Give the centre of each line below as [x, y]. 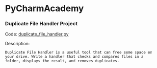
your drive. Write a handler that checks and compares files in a [74, 57]
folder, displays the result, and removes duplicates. [62, 61]
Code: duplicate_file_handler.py [37, 34]
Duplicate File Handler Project [41, 24]
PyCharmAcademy [45, 8]
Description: [17, 44]
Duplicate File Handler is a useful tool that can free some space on [79, 52]
